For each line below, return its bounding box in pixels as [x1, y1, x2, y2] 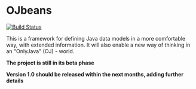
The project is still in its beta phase [6, 59, 94, 66]
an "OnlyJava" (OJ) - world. [6, 47, 75, 54]
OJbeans [6, 4, 52, 17]
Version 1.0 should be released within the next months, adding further [6, 70, 184, 78]
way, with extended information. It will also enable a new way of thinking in [6, 41, 191, 48]
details [6, 77, 24, 84]
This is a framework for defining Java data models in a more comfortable [6, 35, 186, 42]
